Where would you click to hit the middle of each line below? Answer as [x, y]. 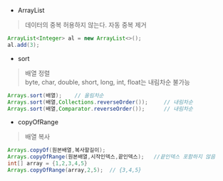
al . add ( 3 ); [24, 45]
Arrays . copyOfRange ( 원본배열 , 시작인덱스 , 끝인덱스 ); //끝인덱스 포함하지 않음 [111, 157]
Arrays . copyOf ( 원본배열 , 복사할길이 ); [57, 150]
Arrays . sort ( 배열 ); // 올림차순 [56, 95]
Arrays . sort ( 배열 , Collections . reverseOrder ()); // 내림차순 [100, 102]
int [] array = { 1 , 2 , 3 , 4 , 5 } [47, 164]
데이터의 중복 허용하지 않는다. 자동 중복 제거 [86, 25]
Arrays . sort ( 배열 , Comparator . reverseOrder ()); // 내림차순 [100, 109]
